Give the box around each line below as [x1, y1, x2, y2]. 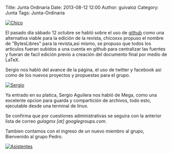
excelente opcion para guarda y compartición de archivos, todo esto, [5, 97, 151, 103]
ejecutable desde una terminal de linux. [5, 103, 89, 109]
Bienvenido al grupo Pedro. [5, 134, 63, 140]
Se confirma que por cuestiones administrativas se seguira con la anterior [5, 113, 162, 119]
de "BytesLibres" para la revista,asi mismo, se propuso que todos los [5, 40, 151, 47]
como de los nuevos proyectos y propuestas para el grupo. [5, 72, 130, 78]
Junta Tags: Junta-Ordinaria [5, 10, 65, 16]
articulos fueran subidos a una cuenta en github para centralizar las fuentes [5, 46, 166, 52]
